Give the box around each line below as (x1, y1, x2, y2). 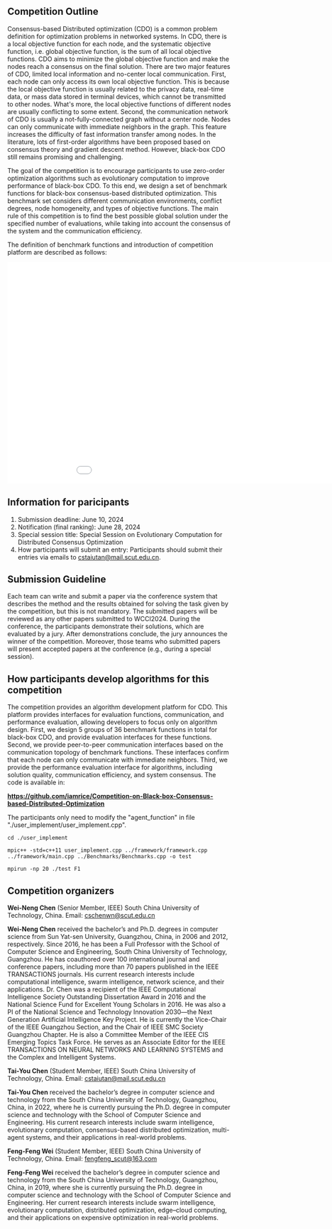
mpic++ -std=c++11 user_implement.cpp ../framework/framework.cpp (7, 847, 208, 854)
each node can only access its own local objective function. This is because (7, 77, 230, 86)
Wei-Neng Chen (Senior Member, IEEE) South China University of (7, 903, 200, 912)
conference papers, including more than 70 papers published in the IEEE (7, 962, 219, 971)
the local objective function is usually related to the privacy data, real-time (7, 84, 224, 93)
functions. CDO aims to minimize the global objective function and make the (7, 55, 229, 63)
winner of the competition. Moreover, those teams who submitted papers (7, 638, 221, 646)
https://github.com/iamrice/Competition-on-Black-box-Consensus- (7, 792, 214, 801)
